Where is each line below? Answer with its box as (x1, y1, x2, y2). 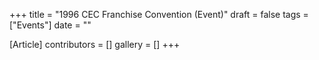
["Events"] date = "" (9, 19, 92, 31)
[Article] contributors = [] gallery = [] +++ (9, 39, 181, 50)
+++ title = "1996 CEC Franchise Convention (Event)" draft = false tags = (9, 9, 309, 20)
